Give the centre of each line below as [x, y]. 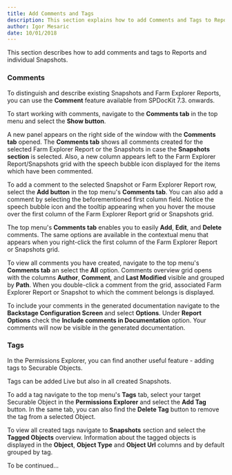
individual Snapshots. [38, 60]
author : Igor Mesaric [38, 26]
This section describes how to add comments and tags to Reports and [107, 53]
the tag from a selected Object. [51, 416]
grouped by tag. [30, 452]
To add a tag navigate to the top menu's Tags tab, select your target [104, 394]
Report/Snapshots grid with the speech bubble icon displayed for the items [114, 164]
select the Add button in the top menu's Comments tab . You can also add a [115, 192]
